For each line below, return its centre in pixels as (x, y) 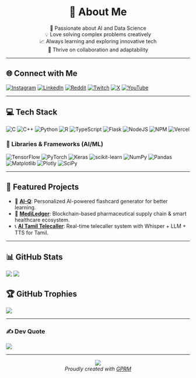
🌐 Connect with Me (42, 73)
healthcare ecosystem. (42, 220)
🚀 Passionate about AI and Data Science (98, 28)
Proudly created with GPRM (98, 369)
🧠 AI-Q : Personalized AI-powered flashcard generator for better (91, 201)
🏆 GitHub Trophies (42, 294)
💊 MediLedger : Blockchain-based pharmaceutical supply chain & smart (100, 213)
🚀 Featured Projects (43, 187)
